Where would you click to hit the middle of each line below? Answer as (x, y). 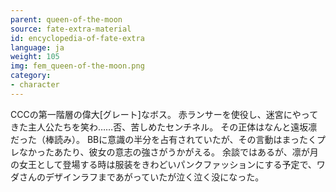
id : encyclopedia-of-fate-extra (77, 38)
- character (35, 85)
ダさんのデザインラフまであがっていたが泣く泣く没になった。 (137, 177)
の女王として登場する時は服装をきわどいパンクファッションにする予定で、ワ (168, 164)
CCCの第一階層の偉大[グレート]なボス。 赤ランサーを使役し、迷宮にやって (164, 114)
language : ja (37, 47)
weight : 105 (35, 57)
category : (31, 76)
